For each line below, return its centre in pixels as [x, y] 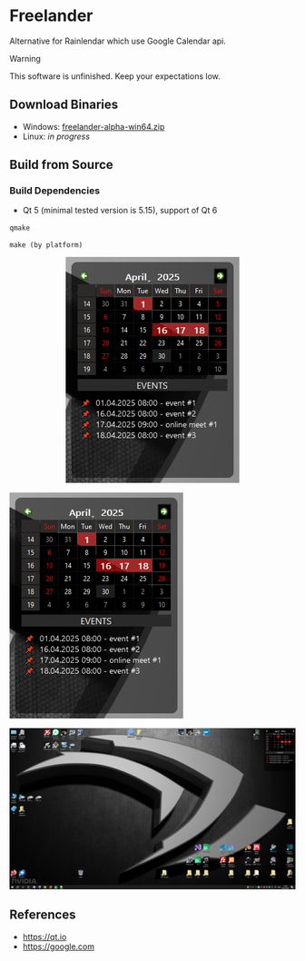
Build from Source [61, 165]
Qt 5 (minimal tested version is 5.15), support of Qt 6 [120, 211]
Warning [25, 58]
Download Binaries [64, 105]
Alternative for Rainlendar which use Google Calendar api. [118, 41]
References [43, 915]
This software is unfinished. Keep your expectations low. [115, 76]
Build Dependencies [55, 191]
